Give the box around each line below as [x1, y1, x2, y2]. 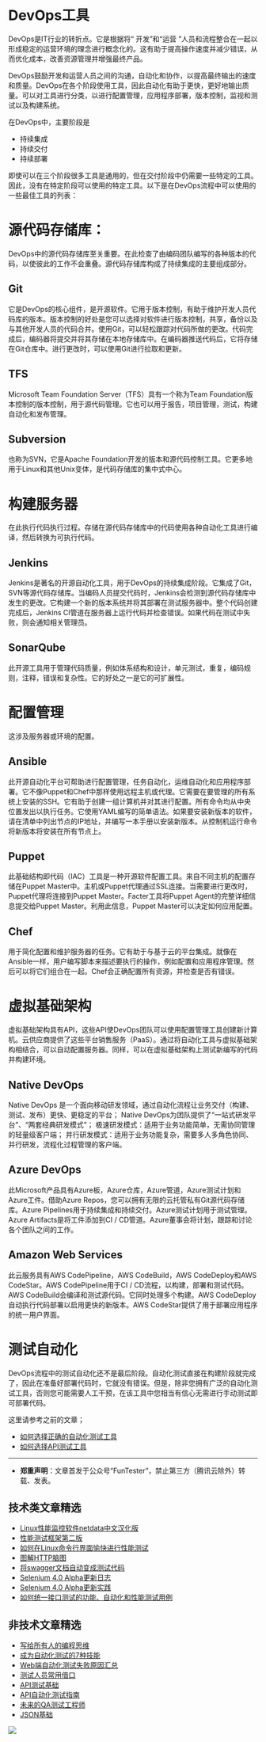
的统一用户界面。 [8, 1310, 64, 1319]
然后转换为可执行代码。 [21, 533, 99, 542]
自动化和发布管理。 [8, 409, 71, 419]
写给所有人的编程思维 [19, 1641, 89, 1650]
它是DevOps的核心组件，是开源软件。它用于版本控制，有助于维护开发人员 [8, 304, 249, 314]
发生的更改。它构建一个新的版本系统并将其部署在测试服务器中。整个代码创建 [8, 598, 258, 607]
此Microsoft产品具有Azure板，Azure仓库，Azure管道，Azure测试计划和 [8, 1185, 241, 1195]
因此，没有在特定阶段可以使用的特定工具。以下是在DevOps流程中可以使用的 [8, 181, 256, 190]
